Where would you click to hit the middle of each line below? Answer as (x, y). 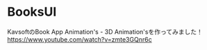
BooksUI (32, 12)
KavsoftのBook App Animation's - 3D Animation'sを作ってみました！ (105, 32)
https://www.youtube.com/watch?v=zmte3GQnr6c (80, 39)
